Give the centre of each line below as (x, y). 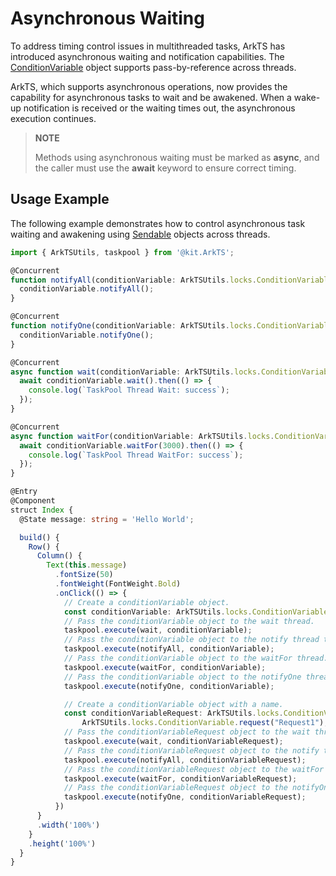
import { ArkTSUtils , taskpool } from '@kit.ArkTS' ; (122, 252)
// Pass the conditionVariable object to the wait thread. (189, 621)
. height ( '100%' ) (62, 843)
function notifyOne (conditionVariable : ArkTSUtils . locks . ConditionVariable (171, 326)
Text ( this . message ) (87, 565)
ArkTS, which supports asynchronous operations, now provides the (149, 86)
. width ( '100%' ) (68, 825)
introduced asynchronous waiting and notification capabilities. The (147, 56)
